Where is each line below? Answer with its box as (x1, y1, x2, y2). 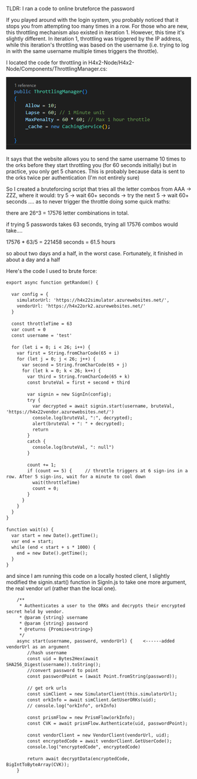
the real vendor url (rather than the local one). (6, 585, 117, 592)
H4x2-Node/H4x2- (88, 59, 135, 66)
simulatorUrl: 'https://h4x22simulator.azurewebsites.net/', (16, 297, 169, 303)
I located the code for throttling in (6, 59, 87, 66)
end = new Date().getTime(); (16, 550, 88, 556)
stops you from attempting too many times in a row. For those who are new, (6, 23, 189, 29)
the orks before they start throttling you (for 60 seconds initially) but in (6, 162, 177, 168)
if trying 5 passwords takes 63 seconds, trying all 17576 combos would (6, 221, 178, 228)
